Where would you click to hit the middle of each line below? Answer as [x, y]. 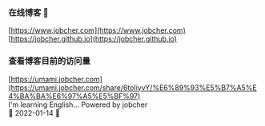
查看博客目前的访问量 [49, 61]
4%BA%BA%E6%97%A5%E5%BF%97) [74, 96]
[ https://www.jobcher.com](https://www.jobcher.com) [97, 30]
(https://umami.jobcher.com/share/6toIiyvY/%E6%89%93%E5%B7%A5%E [133, 87]
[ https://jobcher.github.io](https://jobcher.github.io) [93, 39]
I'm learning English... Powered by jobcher [78, 104]
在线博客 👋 [29, 12]
